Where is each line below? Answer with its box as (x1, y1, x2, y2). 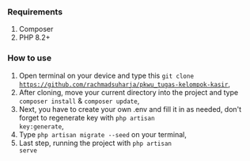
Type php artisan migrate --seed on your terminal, (18, 129, 187, 139)
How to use (7, 52, 52, 63)
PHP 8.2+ (18, 33, 51, 42)
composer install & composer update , (18, 96, 140, 105)
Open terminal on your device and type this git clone (18, 71, 195, 80)
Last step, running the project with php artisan (18, 138, 172, 148)
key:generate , (18, 121, 64, 131)
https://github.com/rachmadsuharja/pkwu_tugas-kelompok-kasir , (18, 79, 231, 89)
